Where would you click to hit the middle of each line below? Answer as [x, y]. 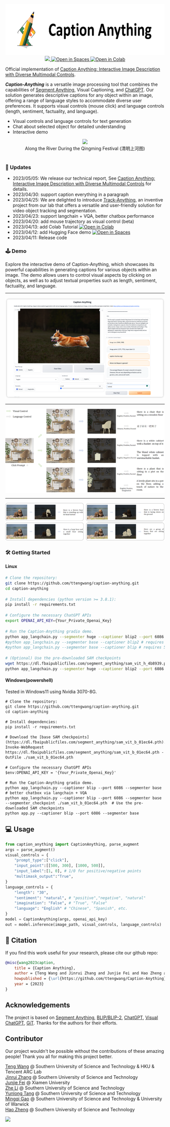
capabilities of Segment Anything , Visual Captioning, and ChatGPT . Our [80, 90]
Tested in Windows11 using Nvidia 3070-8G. [51, 692]
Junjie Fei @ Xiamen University [38, 1082]
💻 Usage [20, 829]
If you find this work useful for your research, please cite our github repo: [82, 952]
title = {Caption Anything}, [45, 968]
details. [20, 189]
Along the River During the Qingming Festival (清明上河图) [85, 148]
